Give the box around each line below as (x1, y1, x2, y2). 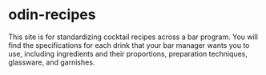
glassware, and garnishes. (8, 57, 95, 67)
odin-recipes (8, 6, 96, 24)
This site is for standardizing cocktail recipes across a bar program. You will (8, 32, 259, 41)
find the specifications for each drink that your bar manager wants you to (8, 40, 250, 49)
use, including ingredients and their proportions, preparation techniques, (8, 49, 248, 58)
